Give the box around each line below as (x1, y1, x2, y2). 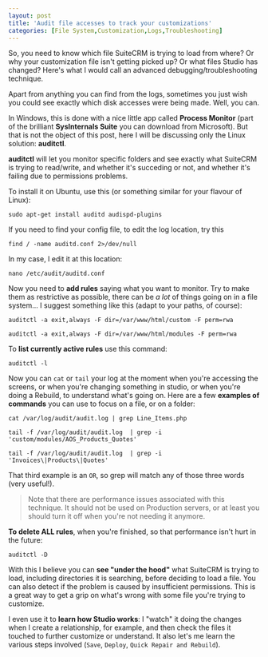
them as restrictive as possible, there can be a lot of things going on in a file (8, 293, 258, 302)
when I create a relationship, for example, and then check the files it (8, 623, 231, 632)
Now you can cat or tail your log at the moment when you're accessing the (8, 373, 258, 384)
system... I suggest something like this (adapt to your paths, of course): (8, 301, 242, 310)
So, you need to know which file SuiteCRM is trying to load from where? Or (8, 49, 254, 58)
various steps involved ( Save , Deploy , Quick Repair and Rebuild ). (8, 640, 221, 650)
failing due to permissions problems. (8, 171, 128, 181)
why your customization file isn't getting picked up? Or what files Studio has (8, 57, 258, 66)
